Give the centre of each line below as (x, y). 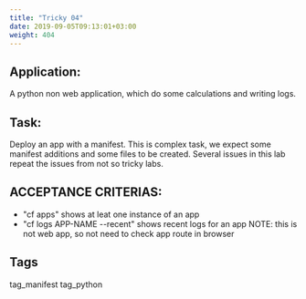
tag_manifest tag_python (56, 284)
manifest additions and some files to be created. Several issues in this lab (148, 154)
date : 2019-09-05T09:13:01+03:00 (73, 26)
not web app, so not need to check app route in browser (128, 233)
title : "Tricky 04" (47, 18)
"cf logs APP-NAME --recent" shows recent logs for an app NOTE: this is (160, 223)
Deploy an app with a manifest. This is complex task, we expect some (140, 144)
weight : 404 (32, 35)
